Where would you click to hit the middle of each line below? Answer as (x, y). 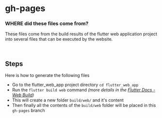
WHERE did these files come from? (47, 24)
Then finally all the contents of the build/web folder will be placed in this (84, 105)
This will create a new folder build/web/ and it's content (68, 100)
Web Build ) (23, 95)
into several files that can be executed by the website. (59, 39)
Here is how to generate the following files (47, 75)
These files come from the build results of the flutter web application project (81, 34)
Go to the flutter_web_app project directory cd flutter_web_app (75, 85)
